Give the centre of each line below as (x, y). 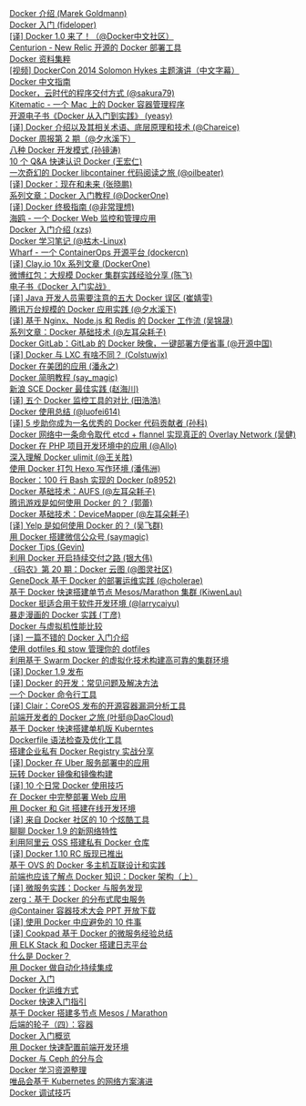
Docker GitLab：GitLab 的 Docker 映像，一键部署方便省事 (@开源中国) (141, 343)
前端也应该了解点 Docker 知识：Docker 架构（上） (104, 876)
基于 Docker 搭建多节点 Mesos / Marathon (89, 1013)
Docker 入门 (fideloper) (53, 25)
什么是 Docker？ (40, 956)
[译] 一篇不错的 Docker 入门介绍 (69, 637)
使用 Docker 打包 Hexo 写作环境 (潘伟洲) (85, 468)
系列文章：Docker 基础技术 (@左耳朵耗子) (88, 332)
